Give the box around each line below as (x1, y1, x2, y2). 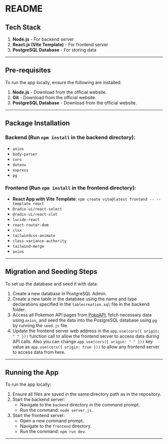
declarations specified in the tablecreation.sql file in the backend (12, 301, 150, 307)
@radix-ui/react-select (12, 206, 62, 211)
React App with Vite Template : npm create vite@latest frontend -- (12, 196, 154, 202)
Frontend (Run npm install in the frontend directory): (5, 184, 136, 191)
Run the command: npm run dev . (19, 428, 86, 434)
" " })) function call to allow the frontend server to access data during (12, 333, 159, 339)
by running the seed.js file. (12, 322, 68, 328)
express (12, 167, 28, 173)
